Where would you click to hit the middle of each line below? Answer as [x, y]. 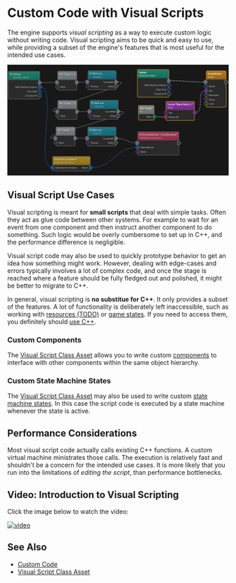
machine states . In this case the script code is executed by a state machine [116, 404]
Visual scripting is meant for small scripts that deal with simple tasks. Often [117, 212]
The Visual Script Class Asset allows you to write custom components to [112, 355]
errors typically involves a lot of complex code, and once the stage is [107, 270]
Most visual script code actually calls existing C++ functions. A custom [110, 450]
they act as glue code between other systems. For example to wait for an [113, 219]
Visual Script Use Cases [61, 195]
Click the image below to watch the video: [68, 511]
